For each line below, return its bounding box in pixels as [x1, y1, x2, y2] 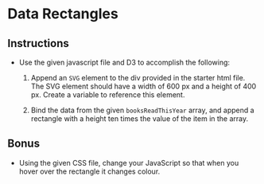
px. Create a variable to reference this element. [30, 90, 185, 100]
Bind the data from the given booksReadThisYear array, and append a [30, 105, 255, 115]
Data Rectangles [7, 5, 118, 23]
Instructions [7, 37, 69, 50]
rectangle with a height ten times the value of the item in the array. [30, 114, 249, 123]
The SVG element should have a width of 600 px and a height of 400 [30, 81, 257, 91]
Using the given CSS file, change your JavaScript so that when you [18, 158, 239, 167]
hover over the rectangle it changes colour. [18, 166, 161, 176]
